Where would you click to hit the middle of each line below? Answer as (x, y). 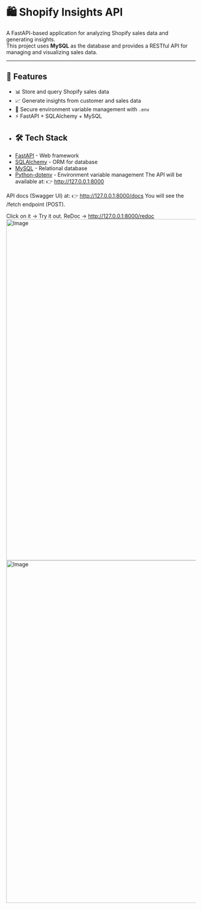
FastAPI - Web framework (47, 155)
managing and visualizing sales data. (52, 52)
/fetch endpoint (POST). (36, 204)
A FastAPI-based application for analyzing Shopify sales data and (87, 33)
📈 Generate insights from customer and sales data (78, 100)
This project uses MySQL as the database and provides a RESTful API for (97, 46)
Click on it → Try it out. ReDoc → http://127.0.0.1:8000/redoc (80, 216)
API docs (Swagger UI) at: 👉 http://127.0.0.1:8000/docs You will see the (95, 195)
